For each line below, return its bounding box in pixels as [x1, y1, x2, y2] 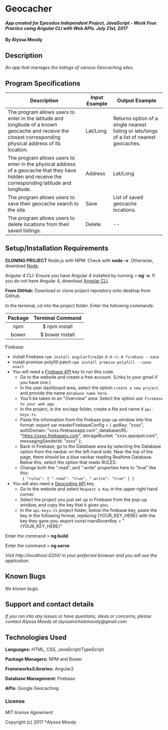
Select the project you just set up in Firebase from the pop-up [19, 496, 147, 502]
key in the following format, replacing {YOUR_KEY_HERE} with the [19, 512, 156, 518]
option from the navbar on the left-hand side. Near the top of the [19, 448, 153, 454]
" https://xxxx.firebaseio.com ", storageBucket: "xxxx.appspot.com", [19, 432, 158, 439]
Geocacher [5, 3, 52, 15]
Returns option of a [113, 115, 158, 122]
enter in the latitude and [7, 115, 63, 122]
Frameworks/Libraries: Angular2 [5, 666, 74, 672]
